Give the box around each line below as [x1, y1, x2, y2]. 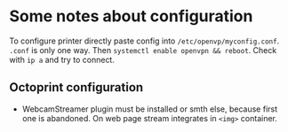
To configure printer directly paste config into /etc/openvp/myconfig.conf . [9, 35, 280, 46]
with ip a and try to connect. [9, 54, 116, 65]
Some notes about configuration [9, 6, 253, 27]
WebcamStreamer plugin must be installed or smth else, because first [21, 104, 278, 114]
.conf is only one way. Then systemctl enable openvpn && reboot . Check [9, 44, 277, 55]
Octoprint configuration [9, 80, 144, 95]
